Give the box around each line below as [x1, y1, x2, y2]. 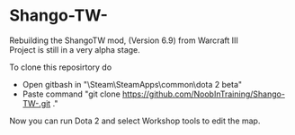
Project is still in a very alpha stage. [9, 44, 141, 55]
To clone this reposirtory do [9, 62, 112, 72]
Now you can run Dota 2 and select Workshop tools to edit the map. [9, 115, 261, 126]
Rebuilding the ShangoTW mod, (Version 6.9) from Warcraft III [9, 35, 238, 46]
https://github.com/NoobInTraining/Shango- [122, 89, 286, 99]
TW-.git [22, 97, 51, 108]
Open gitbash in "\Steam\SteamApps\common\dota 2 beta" [22, 79, 243, 89]
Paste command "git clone [22, 89, 121, 99]
